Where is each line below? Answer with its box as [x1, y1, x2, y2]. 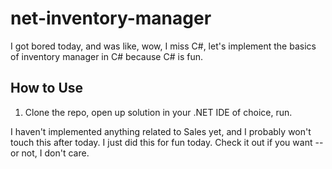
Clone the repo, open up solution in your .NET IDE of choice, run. [24, 106, 293, 118]
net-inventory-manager [10, 7, 212, 30]
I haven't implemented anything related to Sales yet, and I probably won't [10, 125, 312, 137]
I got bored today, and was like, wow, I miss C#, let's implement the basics [10, 40, 317, 52]
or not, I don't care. [10, 147, 90, 159]
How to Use [10, 80, 84, 97]
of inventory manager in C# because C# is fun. [10, 50, 203, 62]
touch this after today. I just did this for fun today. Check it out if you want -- [10, 136, 324, 148]
